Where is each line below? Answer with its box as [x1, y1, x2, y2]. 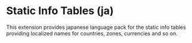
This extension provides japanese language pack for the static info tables [6, 24, 186, 31]
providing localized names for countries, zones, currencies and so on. [6, 29, 178, 37]
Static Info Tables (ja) [6, 4, 114, 18]
